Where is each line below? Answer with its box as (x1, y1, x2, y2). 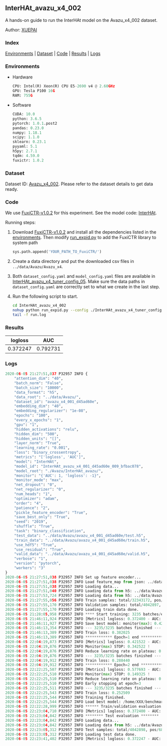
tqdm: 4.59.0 (12, 153, 40, 158)
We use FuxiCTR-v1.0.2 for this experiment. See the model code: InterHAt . (5, 210, 157, 216)
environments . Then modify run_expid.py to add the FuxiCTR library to (12, 235, 157, 241)
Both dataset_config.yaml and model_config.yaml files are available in (12, 273, 156, 279)
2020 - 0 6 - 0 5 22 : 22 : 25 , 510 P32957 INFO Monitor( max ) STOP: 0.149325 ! (5, 672, 150, 677)
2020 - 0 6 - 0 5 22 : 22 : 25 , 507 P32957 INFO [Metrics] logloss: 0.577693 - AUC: (5, 667, 162, 672)
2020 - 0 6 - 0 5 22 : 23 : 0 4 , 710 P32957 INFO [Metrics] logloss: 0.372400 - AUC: (5, 709, 162, 714)
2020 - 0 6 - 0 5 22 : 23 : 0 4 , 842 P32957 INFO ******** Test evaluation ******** (5, 713, 159, 719)
